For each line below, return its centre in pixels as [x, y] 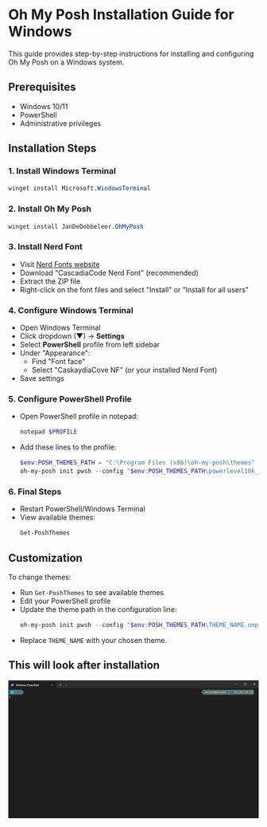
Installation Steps [52, 149]
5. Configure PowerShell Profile [70, 399]
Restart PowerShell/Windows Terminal [82, 509]
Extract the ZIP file [50, 281]
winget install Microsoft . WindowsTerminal [79, 189]
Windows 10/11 [44, 106]
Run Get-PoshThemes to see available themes [92, 592]
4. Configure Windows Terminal [71, 310]
